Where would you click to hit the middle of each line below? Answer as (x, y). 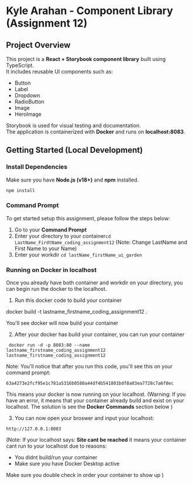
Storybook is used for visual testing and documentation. (74, 125)
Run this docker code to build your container (68, 300)
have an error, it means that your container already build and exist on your (95, 401)
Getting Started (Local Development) (75, 150)
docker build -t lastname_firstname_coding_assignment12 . (77, 312)
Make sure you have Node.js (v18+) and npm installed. (73, 180)
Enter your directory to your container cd (63, 236)
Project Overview (38, 45)
